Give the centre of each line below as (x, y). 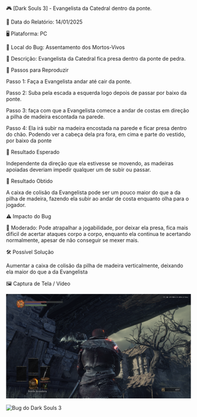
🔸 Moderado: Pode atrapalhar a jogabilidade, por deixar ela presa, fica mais (97, 228)
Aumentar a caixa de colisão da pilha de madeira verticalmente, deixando (95, 266)
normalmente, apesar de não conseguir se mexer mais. (73, 240)
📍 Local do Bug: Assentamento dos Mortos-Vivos (65, 47)
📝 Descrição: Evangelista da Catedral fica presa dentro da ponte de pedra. (96, 59)
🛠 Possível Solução (30, 252)
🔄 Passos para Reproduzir (38, 70)
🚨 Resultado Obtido (29, 181)
